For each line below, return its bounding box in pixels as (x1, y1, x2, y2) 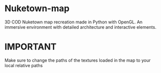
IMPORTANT (4, 41, 57, 53)
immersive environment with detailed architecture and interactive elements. (4, 24, 157, 30)
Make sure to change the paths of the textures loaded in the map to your (4, 57, 151, 63)
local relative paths (4, 62, 43, 68)
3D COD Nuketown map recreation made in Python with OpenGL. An (4, 19, 143, 25)
